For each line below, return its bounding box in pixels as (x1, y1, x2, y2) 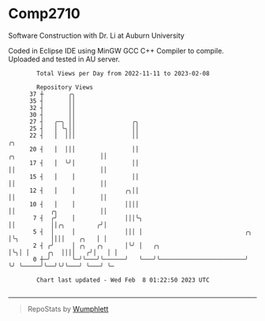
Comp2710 (8, 5, 80, 23)
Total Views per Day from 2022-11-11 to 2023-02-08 (36, 69, 211, 77)
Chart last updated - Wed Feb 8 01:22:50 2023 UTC (36, 276, 211, 284)
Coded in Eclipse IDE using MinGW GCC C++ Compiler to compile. (8, 46, 225, 55)
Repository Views (36, 83, 93, 91)
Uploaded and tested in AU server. (8, 54, 121, 64)
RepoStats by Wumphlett (27, 304, 109, 313)
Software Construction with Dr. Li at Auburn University (8, 31, 185, 40)
